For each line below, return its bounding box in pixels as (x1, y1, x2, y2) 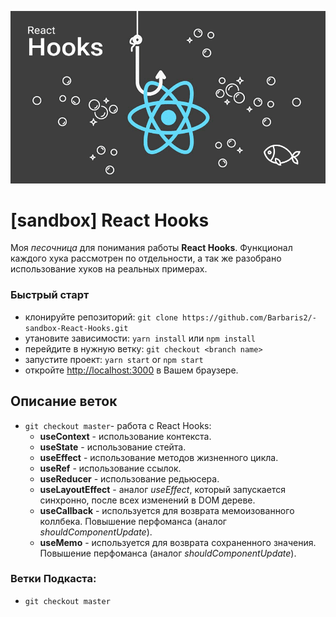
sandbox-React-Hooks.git (24, 323, 129, 333)
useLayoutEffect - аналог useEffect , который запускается (39, 483, 286, 495)
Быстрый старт (10, 288, 90, 302)
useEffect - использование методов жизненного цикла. (39, 451, 279, 463)
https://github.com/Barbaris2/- (182, 312, 317, 323)
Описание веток (10, 393, 118, 410)
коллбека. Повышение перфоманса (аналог (39, 515, 227, 527)
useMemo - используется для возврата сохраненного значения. (39, 536, 317, 548)
